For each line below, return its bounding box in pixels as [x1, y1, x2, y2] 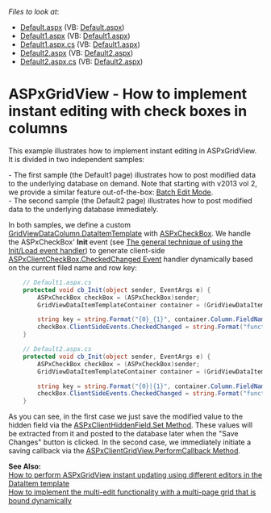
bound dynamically [8, 496, 73, 506]
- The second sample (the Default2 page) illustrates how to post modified [8, 195, 252, 205]
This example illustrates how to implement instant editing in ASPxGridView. [8, 145, 257, 156]
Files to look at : [8, 7, 60, 16]
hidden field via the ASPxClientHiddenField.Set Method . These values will [8, 420, 252, 430]
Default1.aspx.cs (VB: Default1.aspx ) [19, 40, 141, 49]
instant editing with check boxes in [8, 102, 248, 120]
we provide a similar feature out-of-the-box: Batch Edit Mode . [8, 187, 214, 197]
